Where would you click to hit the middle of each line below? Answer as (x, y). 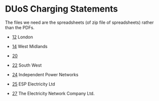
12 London (22, 37)
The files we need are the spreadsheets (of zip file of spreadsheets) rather (79, 22)
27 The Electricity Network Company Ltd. (53, 93)
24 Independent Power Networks (45, 74)
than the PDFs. (20, 27)
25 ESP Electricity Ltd (33, 84)
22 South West (27, 65)
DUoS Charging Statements (62, 9)
